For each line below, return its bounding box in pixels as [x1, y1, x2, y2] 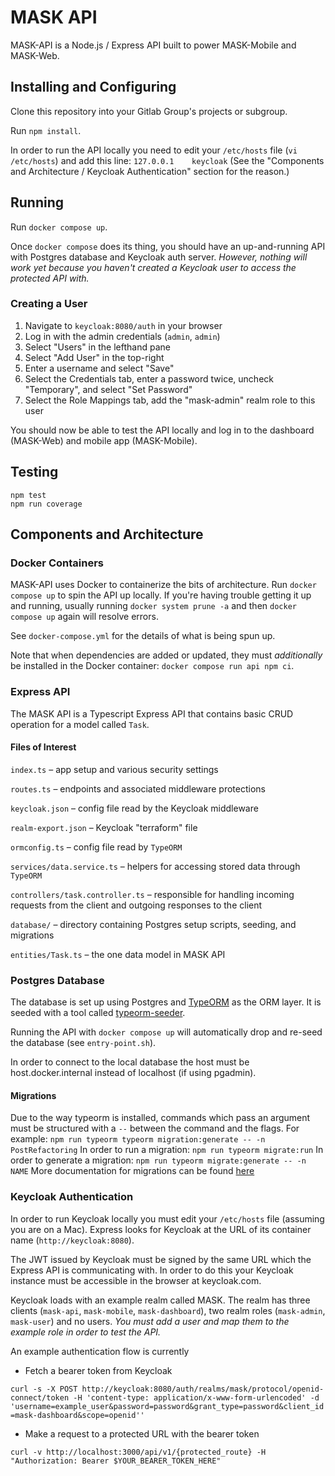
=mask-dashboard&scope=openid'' [10, 1410, 145, 1420]
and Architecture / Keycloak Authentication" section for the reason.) [10, 165, 290, 177]
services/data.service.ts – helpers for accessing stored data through [10, 860, 301, 872]
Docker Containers [10, 556, 104, 570]
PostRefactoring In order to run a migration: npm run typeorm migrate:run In [10, 1144, 324, 1156]
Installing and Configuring [10, 79, 177, 96]
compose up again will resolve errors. [10, 611, 159, 623]
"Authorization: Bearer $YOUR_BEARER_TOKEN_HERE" [10, 1456, 222, 1466]
